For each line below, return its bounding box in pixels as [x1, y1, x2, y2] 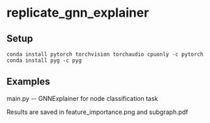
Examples [6, 76, 50, 88]
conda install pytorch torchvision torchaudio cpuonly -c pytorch [6, 51, 204, 58]
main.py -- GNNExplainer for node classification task [6, 94, 158, 102]
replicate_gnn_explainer [6, 5, 149, 21]
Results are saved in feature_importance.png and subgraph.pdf [6, 108, 189, 116]
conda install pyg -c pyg [6, 57, 82, 64]
